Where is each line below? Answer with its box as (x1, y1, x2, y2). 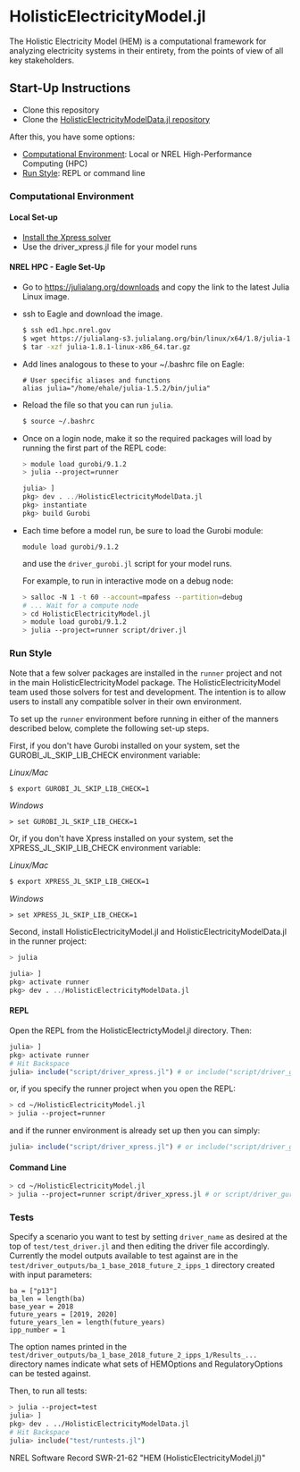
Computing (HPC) (21, 158, 88, 169)
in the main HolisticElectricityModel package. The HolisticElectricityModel (9, 677, 281, 687)
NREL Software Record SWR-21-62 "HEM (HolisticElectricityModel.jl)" (9, 1452, 266, 1463)
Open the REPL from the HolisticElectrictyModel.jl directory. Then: (9, 1025, 253, 1036)
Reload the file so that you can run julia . (21, 400, 174, 410)
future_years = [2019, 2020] (9, 1310, 118, 1319)
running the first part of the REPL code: (21, 442, 167, 453)
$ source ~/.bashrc (21, 416, 96, 425)
